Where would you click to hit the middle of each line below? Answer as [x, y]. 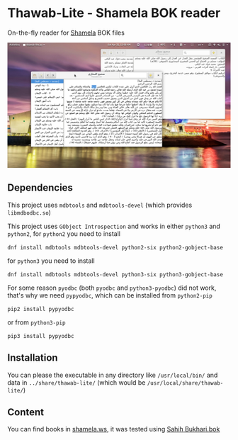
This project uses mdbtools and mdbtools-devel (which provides [100, 205]
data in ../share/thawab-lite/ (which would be [76, 382]
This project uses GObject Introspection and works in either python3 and [114, 226]
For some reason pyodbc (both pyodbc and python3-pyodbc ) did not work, [112, 288]
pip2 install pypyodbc [41, 309]
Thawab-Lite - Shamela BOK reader [114, 13]
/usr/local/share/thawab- [185, 383]
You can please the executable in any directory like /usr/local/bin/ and [113, 375]
